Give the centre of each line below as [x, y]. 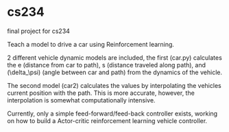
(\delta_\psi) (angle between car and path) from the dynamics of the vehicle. [115, 72]
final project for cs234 [39, 31]
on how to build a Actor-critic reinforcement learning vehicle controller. [107, 120]
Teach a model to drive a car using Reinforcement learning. [91, 44]
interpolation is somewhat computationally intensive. [81, 100]
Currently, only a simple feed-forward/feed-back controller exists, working [112, 113]
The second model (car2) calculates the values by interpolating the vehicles [114, 85]
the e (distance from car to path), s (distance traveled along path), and [107, 65]
